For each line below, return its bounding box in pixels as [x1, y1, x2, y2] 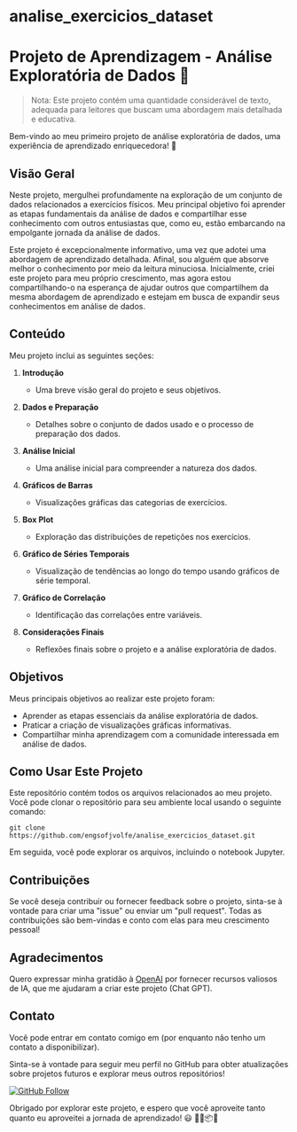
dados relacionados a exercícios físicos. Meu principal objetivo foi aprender [9, 199, 285, 209]
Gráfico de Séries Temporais [21, 548, 130, 559]
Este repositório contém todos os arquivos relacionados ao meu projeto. [9, 787, 272, 799]
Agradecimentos [9, 950, 104, 965]
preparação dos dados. [35, 428, 121, 439]
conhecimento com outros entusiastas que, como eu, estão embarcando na [9, 217, 285, 228]
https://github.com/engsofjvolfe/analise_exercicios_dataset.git [9, 831, 255, 840]
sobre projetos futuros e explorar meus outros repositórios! [9, 1068, 226, 1079]
